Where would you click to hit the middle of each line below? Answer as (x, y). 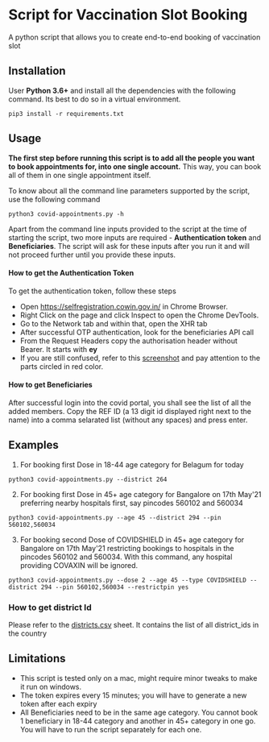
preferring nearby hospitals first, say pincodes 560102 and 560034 (131, 503)
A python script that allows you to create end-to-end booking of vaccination (134, 37)
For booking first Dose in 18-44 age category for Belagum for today (132, 464)
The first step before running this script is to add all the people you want (132, 158)
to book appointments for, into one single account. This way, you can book (135, 166)
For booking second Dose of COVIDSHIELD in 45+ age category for (132, 539)
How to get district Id (50, 607)
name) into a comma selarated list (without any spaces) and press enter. (128, 420)
